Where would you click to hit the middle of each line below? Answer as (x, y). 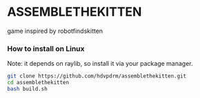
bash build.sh (28, 89)
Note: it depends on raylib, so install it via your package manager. (100, 64)
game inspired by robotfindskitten (55, 31)
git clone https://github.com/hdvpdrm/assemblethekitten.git (97, 76)
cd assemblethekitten (38, 83)
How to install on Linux (46, 49)
